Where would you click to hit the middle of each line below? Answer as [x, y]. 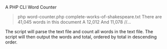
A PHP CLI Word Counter [31, 7]
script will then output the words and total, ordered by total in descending [81, 37]
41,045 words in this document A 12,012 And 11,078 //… [74, 22]
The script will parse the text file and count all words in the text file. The [79, 31]
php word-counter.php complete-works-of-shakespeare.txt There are [90, 17]
